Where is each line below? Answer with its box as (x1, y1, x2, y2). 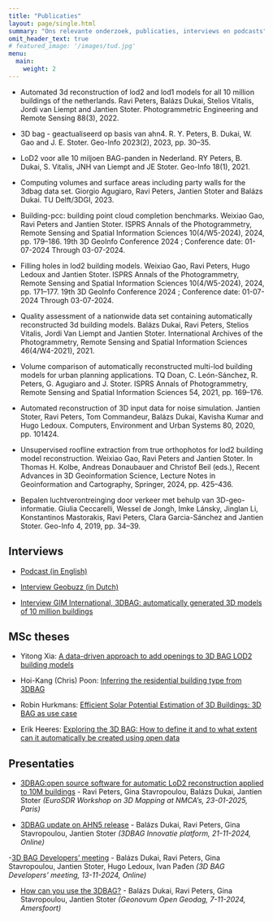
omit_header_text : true (8, 34, 89, 43)
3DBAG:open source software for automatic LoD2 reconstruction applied (19, 778, 264, 788)
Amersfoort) (19, 903, 62, 913)
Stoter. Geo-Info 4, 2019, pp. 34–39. (19, 521, 141, 531)
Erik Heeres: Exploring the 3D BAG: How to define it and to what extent (19, 724, 258, 734)
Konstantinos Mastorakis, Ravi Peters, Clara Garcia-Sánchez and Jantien (19, 512, 264, 522)
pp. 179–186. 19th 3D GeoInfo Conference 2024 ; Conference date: (19, 237, 244, 246)
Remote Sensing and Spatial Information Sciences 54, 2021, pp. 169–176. (19, 387, 264, 397)
